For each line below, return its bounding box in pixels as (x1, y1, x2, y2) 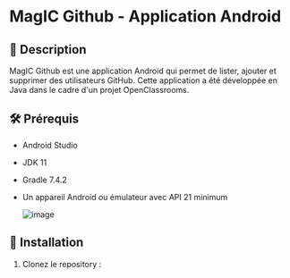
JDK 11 (21, 156, 47, 167)
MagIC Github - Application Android (9, 6, 282, 27)
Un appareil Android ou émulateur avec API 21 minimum (21, 191, 228, 202)
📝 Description (9, 42, 87, 57)
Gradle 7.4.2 (21, 174, 67, 185)
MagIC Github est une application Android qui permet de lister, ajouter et (9, 65, 277, 76)
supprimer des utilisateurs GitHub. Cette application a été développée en (9, 75, 277, 86)
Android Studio (21, 139, 78, 150)
